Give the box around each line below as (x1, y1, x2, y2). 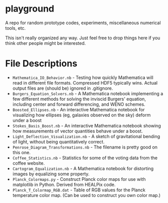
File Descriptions (5, 58, 77, 70)
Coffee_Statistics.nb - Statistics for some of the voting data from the (12, 155, 157, 161)
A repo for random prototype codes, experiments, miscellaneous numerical (5, 20, 161, 26)
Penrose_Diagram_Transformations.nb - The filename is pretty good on (12, 144, 157, 150)
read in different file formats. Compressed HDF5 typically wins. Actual (12, 80, 157, 86)
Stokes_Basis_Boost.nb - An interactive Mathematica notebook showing (12, 122, 161, 128)
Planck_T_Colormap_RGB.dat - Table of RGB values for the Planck (12, 187, 146, 193)
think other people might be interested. (5, 40, 86, 46)
